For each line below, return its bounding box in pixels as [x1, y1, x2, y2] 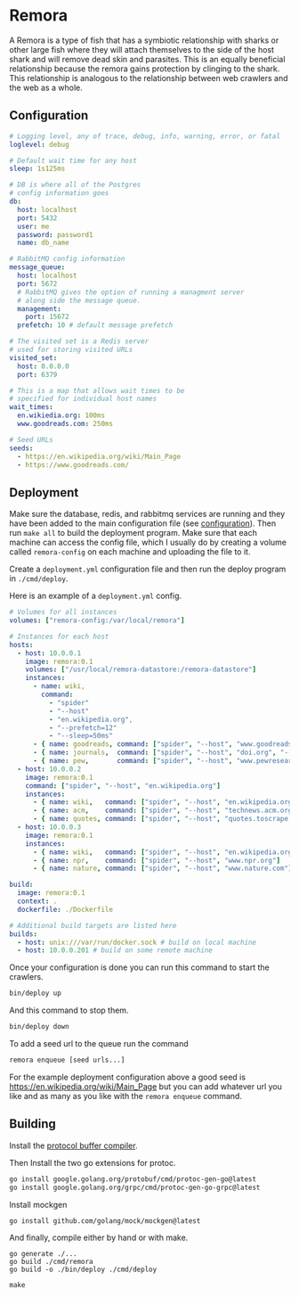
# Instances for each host [9, 632, 109, 641]
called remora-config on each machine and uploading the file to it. [9, 546, 251, 557]
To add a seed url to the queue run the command [9, 1038, 189, 1049]
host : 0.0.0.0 [17, 362, 69, 371]
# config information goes [9, 189, 109, 198]
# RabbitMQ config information [9, 255, 125, 264]
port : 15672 [25, 313, 69, 322]
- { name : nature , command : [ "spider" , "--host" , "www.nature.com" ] [32, 864, 293, 874]
